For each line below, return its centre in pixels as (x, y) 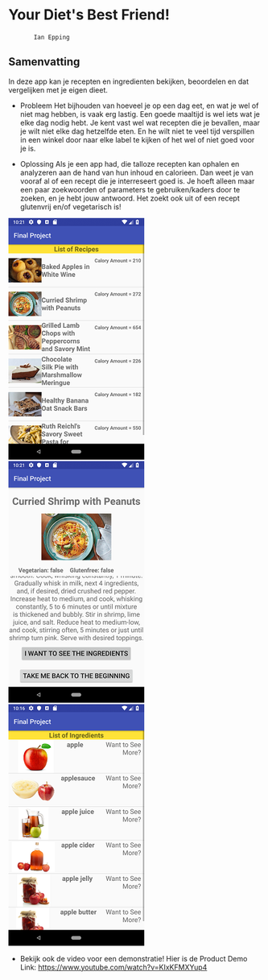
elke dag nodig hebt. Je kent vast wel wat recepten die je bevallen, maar (140, 122)
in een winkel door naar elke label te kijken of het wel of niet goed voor (137, 139)
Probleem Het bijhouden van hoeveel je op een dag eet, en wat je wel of (139, 105)
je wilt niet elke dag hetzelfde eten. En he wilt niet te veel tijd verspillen (137, 131)
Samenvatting (44, 62)
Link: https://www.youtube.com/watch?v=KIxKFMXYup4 (113, 967)
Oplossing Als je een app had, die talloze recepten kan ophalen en (130, 163)
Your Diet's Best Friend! (89, 15)
